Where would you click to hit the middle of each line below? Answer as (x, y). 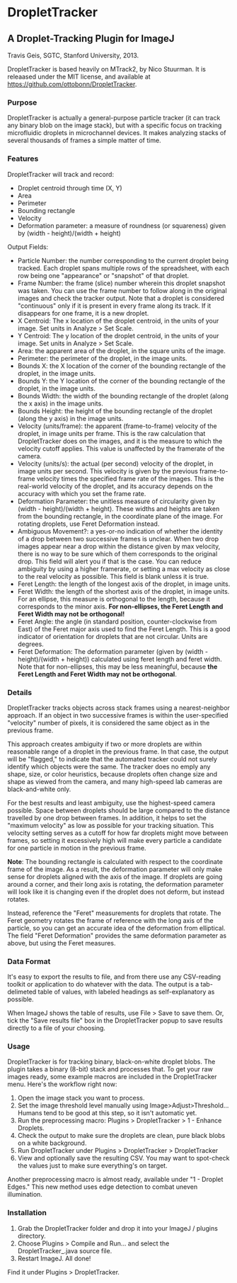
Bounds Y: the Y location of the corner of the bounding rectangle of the (121, 381)
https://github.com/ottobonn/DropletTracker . (72, 84)
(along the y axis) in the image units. (70, 418)
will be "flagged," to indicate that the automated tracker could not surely (112, 759)
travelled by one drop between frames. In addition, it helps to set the (107, 817)
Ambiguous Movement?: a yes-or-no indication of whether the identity (120, 531)
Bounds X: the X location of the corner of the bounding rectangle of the (122, 366)
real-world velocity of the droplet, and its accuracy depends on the (115, 486)
